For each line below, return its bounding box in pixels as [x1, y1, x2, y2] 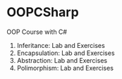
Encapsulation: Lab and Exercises [16, 49, 115, 57]
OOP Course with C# [6, 28, 68, 36]
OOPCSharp [6, 4, 79, 20]
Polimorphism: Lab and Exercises [16, 63, 114, 72]
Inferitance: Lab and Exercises [16, 41, 105, 49]
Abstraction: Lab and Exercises [16, 56, 107, 64]
